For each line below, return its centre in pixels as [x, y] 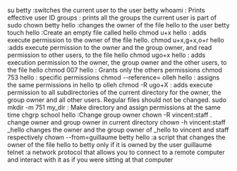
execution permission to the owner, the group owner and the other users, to [117, 62]
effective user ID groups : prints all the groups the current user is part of [112, 18]
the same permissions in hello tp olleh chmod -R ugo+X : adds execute [110, 85]
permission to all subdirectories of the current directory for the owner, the [114, 92]
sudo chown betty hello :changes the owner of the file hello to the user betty [119, 25]
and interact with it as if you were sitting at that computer [90, 160]
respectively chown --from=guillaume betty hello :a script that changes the [116, 137]
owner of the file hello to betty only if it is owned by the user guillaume [110, 145]
